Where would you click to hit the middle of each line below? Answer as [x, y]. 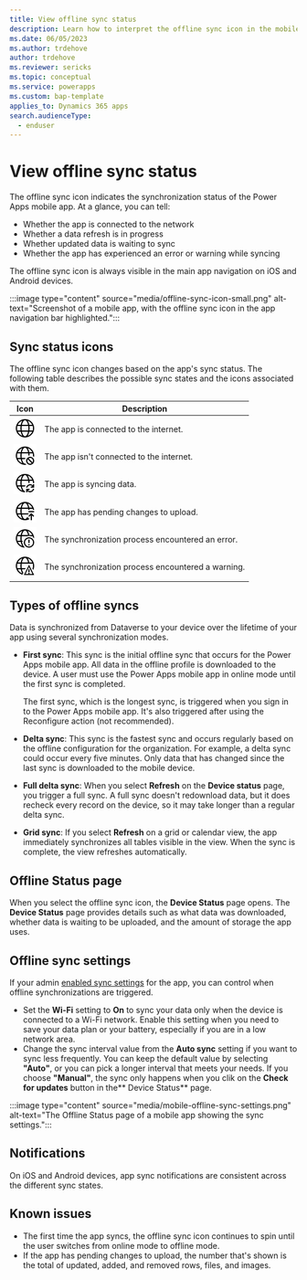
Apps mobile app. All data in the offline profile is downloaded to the [149, 665]
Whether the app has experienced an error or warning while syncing [151, 254]
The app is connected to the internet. [114, 428]
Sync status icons [62, 347]
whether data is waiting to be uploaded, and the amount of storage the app [151, 922]
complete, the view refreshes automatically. [105, 852]
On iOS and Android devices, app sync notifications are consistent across [148, 1175]
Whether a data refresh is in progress [93, 234]
